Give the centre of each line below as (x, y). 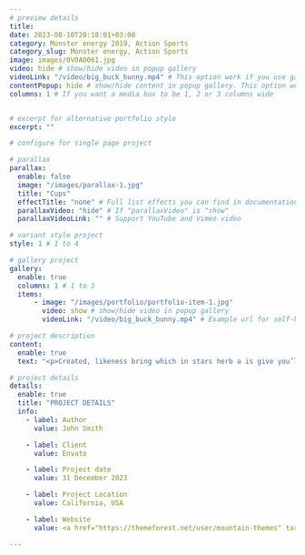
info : (28, 411)
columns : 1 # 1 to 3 (56, 286)
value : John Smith (68, 429)
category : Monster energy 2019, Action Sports (99, 43)
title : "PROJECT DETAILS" (67, 403)
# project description (52, 336)
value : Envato (60, 453)
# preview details (44, 18)
